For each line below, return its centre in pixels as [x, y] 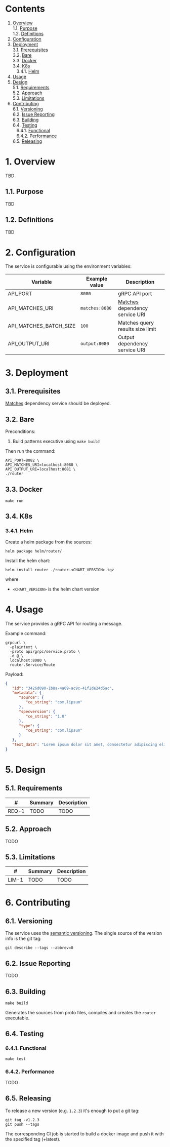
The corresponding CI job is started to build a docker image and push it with [84, 1134]
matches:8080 [96, 308]
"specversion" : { [37, 711]
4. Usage [24, 609]
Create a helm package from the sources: [49, 542]
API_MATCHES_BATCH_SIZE [42, 326]
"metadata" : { [27, 693]
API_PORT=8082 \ [22, 461]
